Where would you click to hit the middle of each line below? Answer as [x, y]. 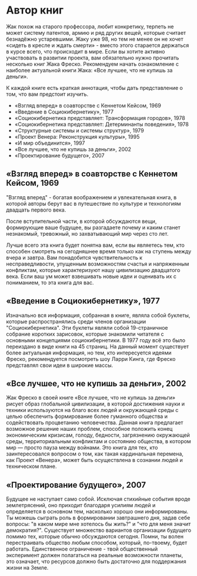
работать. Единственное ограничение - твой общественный [82, 549]
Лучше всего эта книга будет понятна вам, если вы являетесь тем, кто [96, 245]
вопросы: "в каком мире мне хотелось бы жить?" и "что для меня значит [98, 524]
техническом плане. [31, 466]
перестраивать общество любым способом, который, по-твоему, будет [97, 543]
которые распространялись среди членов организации [76, 322]
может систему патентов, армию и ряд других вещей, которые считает [96, 32]
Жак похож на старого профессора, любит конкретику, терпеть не [90, 26]
